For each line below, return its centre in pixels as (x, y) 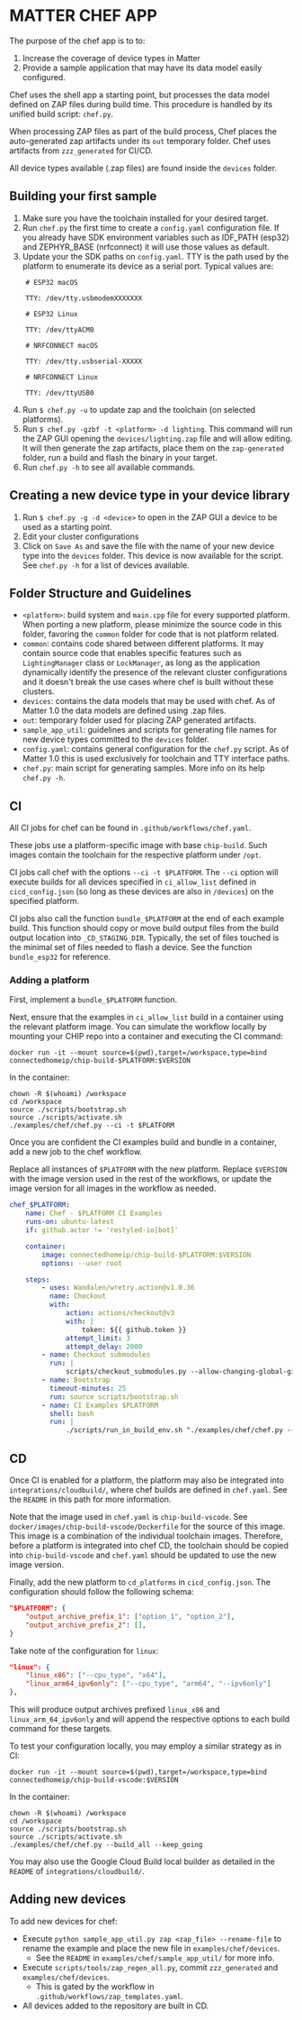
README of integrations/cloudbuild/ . (77, 1871)
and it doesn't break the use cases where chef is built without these (148, 682)
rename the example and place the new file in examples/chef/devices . (151, 1948)
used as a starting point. (67, 526)
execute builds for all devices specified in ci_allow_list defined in (133, 882)
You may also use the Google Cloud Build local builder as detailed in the (142, 1861)
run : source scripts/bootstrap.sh (114, 1397)
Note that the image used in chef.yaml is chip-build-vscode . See (129, 1517)
